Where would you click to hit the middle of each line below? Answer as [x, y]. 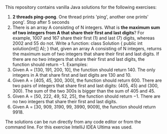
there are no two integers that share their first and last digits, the [79, 59]
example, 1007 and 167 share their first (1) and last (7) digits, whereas [83, 38]
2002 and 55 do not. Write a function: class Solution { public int [78, 43]
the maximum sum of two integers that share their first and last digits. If [86, 54]
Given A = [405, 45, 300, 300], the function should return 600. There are [87, 80]
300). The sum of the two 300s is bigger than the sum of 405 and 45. [84, 91]
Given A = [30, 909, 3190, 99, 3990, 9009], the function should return [84, 107]
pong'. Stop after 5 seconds [41, 22]
